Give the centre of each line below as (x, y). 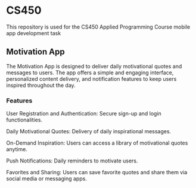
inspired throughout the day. (41, 85)
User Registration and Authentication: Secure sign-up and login (84, 114)
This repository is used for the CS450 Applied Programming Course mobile (98, 27)
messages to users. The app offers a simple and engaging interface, (90, 73)
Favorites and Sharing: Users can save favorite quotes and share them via (97, 173)
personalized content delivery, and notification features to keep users (91, 79)
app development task (34, 33)
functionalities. (24, 120)
